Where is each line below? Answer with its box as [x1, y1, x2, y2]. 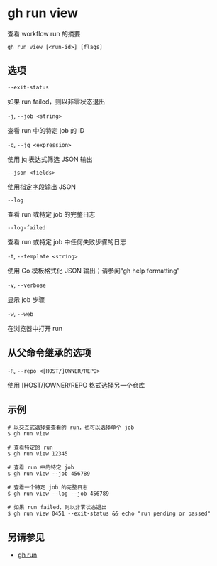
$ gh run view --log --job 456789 [7, 490, 110, 498]
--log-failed [7, 224, 46, 232]
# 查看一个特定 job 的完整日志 [7, 484, 88, 491]
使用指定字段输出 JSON [7, 183, 77, 191]
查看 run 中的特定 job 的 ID [7, 126, 85, 134]
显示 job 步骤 [7, 295, 45, 303]
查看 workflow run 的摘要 [7, 29, 81, 38]
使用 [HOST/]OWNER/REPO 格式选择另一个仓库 [7, 381, 145, 389]
